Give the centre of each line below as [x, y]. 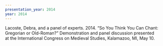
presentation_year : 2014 [30, 9]
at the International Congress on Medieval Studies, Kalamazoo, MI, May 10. [80, 38]
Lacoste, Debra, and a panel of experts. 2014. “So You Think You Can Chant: [82, 28]
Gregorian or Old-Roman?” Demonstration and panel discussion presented [80, 33]
